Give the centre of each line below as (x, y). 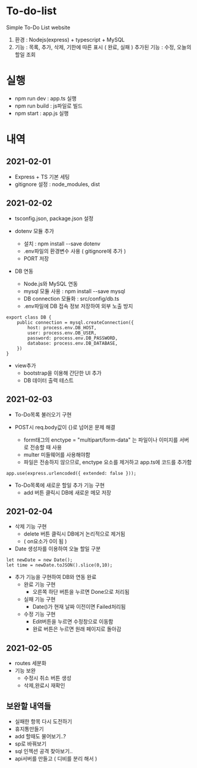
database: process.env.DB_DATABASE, (73, 343)
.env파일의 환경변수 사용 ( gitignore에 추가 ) (75, 251)
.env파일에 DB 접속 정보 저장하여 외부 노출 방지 (78, 306)
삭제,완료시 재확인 (44, 685)
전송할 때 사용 (46, 447)
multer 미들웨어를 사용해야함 (57, 454)
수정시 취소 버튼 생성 (47, 678)
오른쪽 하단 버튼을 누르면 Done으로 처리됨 (81, 592)
